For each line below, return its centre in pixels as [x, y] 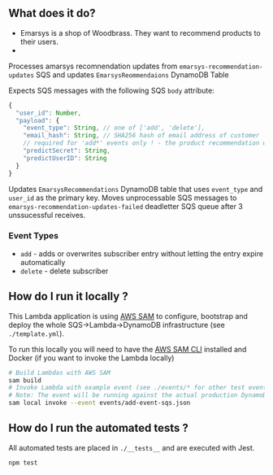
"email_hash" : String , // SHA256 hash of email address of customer [141, 136]
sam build [25, 380]
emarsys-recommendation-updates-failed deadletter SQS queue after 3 [126, 206]
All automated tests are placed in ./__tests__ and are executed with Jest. [132, 447]
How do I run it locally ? [68, 296]
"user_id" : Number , [49, 113]
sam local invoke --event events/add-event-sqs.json [100, 403]
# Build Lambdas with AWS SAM [60, 373]
